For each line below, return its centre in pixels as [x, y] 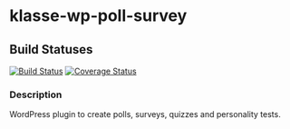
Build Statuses [51, 50]
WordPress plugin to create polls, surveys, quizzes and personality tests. [145, 114]
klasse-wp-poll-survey [98, 16]
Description [36, 94]
